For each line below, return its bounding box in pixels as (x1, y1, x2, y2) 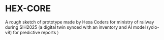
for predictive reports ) (13, 29, 59, 35)
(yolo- (147, 24, 159, 30)
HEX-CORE (5, 3, 51, 14)
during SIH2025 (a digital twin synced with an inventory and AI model (5, 24, 146, 30)
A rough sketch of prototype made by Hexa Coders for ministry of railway (5, 19, 154, 25)
